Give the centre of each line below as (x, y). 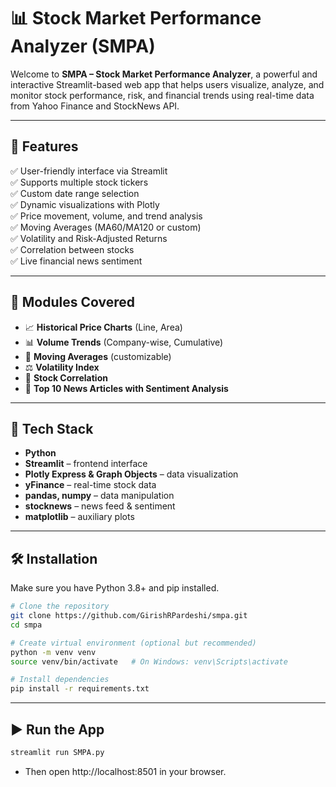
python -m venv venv (53, 652)
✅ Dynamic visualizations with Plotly (85, 204)
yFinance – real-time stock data (90, 485)
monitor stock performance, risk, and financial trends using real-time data (162, 95)
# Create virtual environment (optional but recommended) (133, 643)
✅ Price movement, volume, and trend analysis (106, 216)
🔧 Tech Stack (52, 428)
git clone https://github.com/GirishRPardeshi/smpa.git (129, 616)
